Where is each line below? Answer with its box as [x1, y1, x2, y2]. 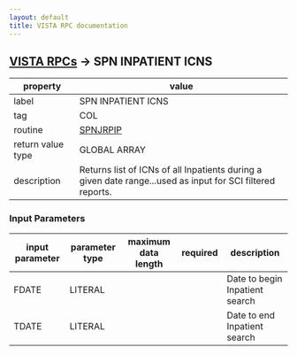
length [135, 258, 164, 270]
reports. [79, 186, 112, 198]
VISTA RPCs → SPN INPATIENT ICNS [9, 54, 213, 69]
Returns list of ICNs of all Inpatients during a [79, 164, 263, 176]
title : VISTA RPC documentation [9, 21, 128, 30]
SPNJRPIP [79, 124, 122, 136]
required [180, 246, 218, 259]
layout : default [9, 12, 69, 22]
